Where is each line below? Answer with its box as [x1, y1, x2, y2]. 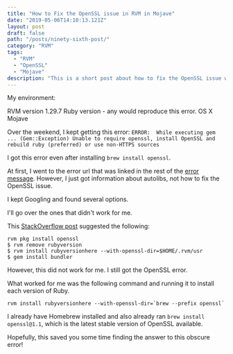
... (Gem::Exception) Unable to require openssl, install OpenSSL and [7, 135, 216, 142]
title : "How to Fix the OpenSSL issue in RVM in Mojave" [7, 10, 175, 17]
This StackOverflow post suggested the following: [7, 222, 150, 230]
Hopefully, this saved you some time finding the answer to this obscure [7, 333, 210, 342]
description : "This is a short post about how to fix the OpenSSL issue [7, 74, 222, 82]
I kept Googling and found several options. [7, 195, 129, 203]
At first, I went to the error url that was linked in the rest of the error [7, 167, 200, 176]
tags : [7, 49, 23, 56]
